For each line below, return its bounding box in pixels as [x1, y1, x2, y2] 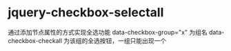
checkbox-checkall [8, 36, 63, 45]
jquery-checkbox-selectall [8, 5, 164, 20]
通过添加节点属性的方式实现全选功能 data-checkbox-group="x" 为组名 [8, 28, 208, 36]
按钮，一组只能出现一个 [99, 36, 167, 45]
